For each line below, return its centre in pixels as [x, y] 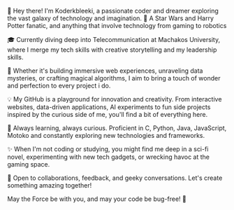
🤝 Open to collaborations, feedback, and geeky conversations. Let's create [115, 178]
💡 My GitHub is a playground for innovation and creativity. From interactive [115, 99]
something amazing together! [50, 185]
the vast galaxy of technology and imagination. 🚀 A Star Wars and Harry [111, 18]
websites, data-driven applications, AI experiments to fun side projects [109, 107]
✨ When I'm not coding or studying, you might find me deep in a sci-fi [108, 149]
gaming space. [29, 164]
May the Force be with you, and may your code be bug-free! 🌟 [97, 199]
